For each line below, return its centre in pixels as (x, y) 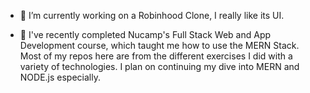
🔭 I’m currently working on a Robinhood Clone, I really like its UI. (152, 15)
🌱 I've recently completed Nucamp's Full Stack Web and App (145, 34)
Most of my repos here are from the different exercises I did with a (156, 56)
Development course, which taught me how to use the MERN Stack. (159, 45)
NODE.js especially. (60, 77)
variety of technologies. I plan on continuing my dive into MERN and (159, 66)
